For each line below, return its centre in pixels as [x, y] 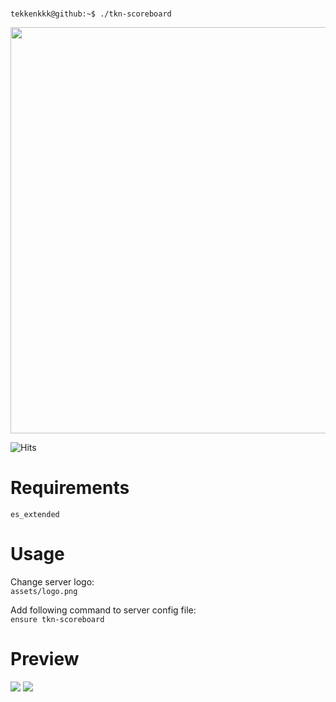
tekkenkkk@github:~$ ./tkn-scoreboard [91, 14]
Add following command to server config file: [103, 610]
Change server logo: [52, 581]
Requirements [70, 488]
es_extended [35, 514]
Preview [45, 659]
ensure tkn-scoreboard [57, 619]
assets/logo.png [44, 591]
